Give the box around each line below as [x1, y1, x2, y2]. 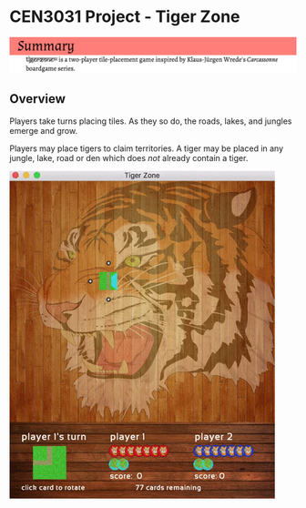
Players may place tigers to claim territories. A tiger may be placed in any [9, 143, 284, 154]
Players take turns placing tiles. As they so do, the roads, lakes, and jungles [9, 116, 292, 127]
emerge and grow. [9, 125, 78, 136]
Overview [9, 91, 66, 107]
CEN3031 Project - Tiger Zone [9, 6, 240, 27]
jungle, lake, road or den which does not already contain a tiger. [9, 152, 249, 163]
